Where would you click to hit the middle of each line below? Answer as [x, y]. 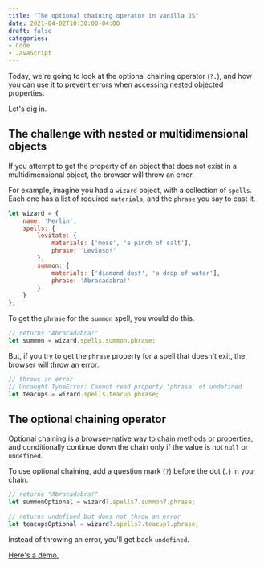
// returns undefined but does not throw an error [95, 517]
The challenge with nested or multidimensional [128, 134]
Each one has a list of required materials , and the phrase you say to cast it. [132, 199]
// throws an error [41, 379]
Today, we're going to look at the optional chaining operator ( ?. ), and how [130, 76]
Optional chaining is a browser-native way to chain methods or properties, [131, 438]
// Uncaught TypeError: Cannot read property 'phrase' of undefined [125, 387]
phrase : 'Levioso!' [83, 251]
